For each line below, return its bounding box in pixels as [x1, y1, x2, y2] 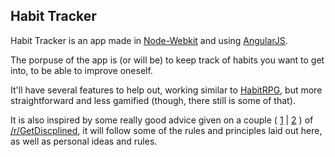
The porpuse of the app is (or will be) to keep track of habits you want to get [10, 54, 325, 66]
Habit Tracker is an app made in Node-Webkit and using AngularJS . [10, 34, 288, 46]
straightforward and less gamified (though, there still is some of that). [10, 94, 296, 106]
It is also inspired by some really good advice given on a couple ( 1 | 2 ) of [10, 114, 314, 126]
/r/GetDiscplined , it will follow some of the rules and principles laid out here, [10, 124, 323, 136]
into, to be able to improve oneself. [10, 64, 153, 76]
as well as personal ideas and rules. [10, 135, 158, 147]
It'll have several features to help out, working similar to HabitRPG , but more [10, 84, 323, 96]
